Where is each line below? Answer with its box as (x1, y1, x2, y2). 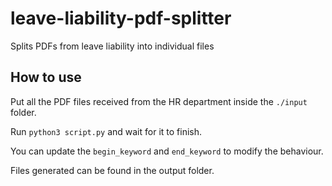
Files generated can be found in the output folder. (10, 164, 215, 176)
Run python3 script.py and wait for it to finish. (10, 125, 203, 137)
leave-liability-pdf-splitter (10, 7, 232, 30)
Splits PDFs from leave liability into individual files (10, 40, 215, 52)
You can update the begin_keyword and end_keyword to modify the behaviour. (10, 145, 324, 157)
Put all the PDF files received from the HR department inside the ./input (10, 95, 308, 107)
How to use (10, 69, 82, 86)
